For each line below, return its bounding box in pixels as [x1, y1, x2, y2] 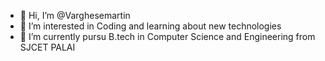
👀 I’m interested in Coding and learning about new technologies [19, 20, 282, 32]
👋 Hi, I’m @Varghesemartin [19, 10, 131, 21]
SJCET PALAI [19, 41, 76, 53]
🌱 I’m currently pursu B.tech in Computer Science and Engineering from [19, 31, 316, 42]
